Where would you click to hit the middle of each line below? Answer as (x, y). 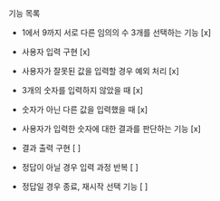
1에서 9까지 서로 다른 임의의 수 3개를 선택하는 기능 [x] (116, 33)
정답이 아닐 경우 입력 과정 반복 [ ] (80, 167)
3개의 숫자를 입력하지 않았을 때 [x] (82, 90)
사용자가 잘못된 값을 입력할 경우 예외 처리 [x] (100, 71)
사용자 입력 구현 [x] (56, 52)
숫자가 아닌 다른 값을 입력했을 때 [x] (85, 110)
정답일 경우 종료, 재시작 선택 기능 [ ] (85, 187)
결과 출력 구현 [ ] (51, 148)
